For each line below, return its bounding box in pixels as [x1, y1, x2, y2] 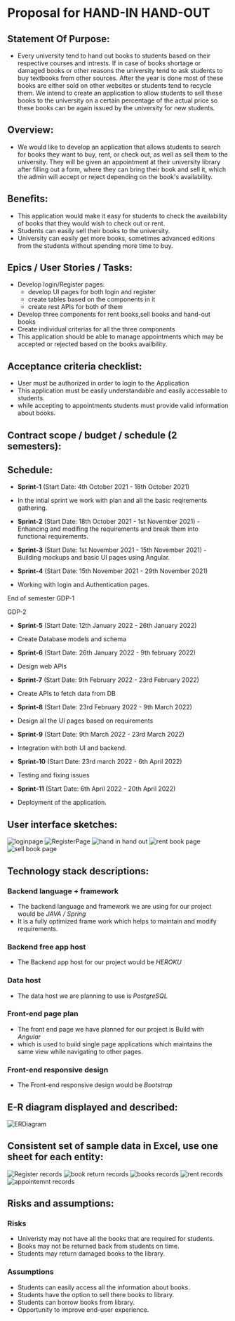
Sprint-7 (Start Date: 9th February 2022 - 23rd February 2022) [17, 676, 200, 684]
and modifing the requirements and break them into [50, 525, 199, 533]
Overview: [7, 124, 54, 136]
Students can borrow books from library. [17, 1298, 135, 1306]
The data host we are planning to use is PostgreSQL [17, 992, 168, 1000]
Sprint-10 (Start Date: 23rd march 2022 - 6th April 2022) [17, 757, 182, 766]
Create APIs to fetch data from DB [17, 690, 116, 698]
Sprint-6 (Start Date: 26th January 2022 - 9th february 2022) [17, 648, 196, 657]
